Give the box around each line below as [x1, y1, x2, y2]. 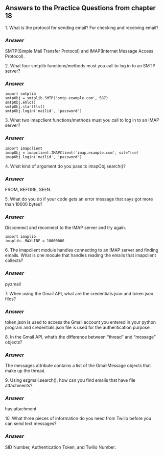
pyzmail [5, 281, 21, 287]
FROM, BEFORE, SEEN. [5, 187, 51, 192]
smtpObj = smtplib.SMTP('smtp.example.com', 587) [5, 96, 109, 101]
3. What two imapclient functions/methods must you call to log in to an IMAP [5, 117, 160, 123]
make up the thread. [5, 368, 46, 374]
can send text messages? [5, 421, 57, 427]
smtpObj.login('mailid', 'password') [5, 109, 82, 114]
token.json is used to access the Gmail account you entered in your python [5, 319, 156, 325]
